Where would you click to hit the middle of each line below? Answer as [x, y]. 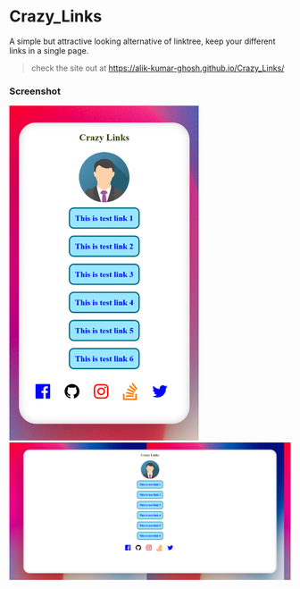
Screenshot [35, 91]
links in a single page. [49, 50]
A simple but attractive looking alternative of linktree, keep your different [142, 41]
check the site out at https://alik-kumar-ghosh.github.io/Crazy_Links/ [158, 68]
